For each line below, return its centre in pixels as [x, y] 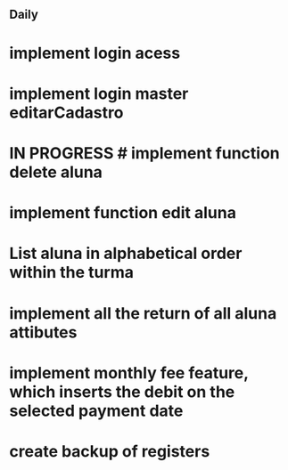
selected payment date [96, 411]
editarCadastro [66, 113]
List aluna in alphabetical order [126, 254]
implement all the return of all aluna [143, 313]
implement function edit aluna [123, 213]
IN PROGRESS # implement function [144, 153]
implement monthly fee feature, [129, 373]
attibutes [43, 332]
